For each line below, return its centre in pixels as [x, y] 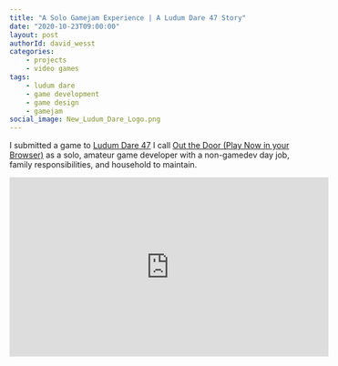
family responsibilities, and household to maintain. [103, 165]
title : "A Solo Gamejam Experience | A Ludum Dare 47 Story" [128, 18]
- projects [46, 60]
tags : [20, 77]
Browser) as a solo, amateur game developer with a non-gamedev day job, [149, 155]
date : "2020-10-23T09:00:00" [65, 26]
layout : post [34, 35]
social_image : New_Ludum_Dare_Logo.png [85, 119]
